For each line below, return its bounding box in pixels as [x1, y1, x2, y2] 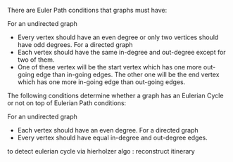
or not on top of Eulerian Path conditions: [7, 99, 127, 107]
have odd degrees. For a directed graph [17, 41, 133, 48]
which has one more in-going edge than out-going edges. [17, 78, 186, 86]
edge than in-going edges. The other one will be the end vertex [35, 70, 220, 79]
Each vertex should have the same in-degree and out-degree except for [17, 48, 227, 56]
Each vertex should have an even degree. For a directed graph [17, 126, 199, 134]
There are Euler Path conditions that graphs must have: [7, 6, 168, 14]
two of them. [17, 55, 55, 64]
